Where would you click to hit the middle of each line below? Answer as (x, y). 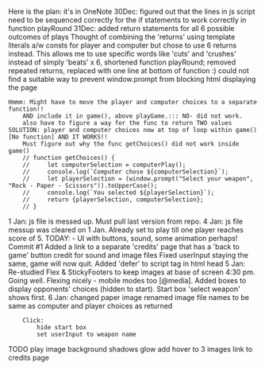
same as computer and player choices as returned (90, 306)
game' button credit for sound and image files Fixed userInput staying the (128, 255)
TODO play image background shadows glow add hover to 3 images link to (131, 349)
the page (23, 88)
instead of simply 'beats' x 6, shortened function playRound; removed (122, 62)
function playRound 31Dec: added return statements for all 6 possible (121, 28)
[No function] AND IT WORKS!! (58, 137)
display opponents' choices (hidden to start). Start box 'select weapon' (124, 289)
